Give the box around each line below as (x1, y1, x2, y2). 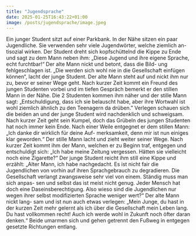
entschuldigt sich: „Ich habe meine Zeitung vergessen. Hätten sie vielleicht (6, 148, 187, 155)
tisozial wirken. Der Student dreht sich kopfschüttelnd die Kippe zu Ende (6, 48, 181, 55)
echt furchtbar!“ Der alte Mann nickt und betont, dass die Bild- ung (6, 61, 168, 68)
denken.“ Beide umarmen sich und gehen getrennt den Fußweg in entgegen (6, 217, 190, 224)
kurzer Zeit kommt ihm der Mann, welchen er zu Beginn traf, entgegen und (6, 142, 187, 149)
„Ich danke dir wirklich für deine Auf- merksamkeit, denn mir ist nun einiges (6, 129, 189, 137)
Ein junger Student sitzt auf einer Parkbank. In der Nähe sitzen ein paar (6, 36, 178, 43)
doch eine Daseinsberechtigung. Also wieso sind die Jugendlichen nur (6, 186, 177, 193)
